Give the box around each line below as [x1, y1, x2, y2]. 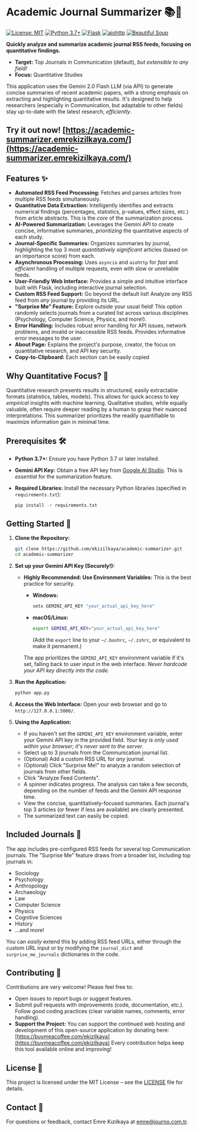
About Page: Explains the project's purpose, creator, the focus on [14, 341, 176, 348]
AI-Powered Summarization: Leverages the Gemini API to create [14, 221, 174, 228]
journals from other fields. [23, 768, 87, 775]
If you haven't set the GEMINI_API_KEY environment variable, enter [23, 730, 183, 737]
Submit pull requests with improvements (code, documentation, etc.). [14, 1001, 184, 1008]
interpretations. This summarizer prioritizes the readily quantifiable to [6, 412, 175, 419]
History [14, 920, 33, 927]
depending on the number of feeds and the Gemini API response [23, 787, 182, 794]
